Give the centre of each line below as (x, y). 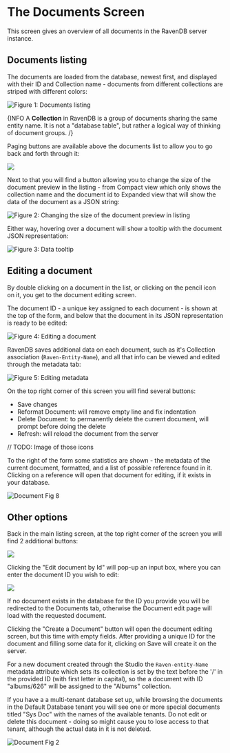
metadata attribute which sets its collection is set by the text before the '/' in (115, 672)
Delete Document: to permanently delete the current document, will (113, 419)
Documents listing (47, 60)
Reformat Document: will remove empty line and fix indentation (106, 412)
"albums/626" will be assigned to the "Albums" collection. (89, 686)
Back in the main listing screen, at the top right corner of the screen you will (115, 534)
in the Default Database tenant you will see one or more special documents (114, 707)
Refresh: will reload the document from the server (88, 433)
